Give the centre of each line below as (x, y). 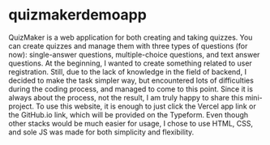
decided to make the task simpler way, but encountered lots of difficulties (131, 80)
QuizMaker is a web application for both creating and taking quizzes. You (131, 37)
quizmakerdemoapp (78, 15)
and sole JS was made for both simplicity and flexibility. (101, 132)
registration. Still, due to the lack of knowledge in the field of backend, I (128, 71)
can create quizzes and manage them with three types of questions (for (128, 45)
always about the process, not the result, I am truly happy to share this (126, 97)
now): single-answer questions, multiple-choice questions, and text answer (134, 54)
